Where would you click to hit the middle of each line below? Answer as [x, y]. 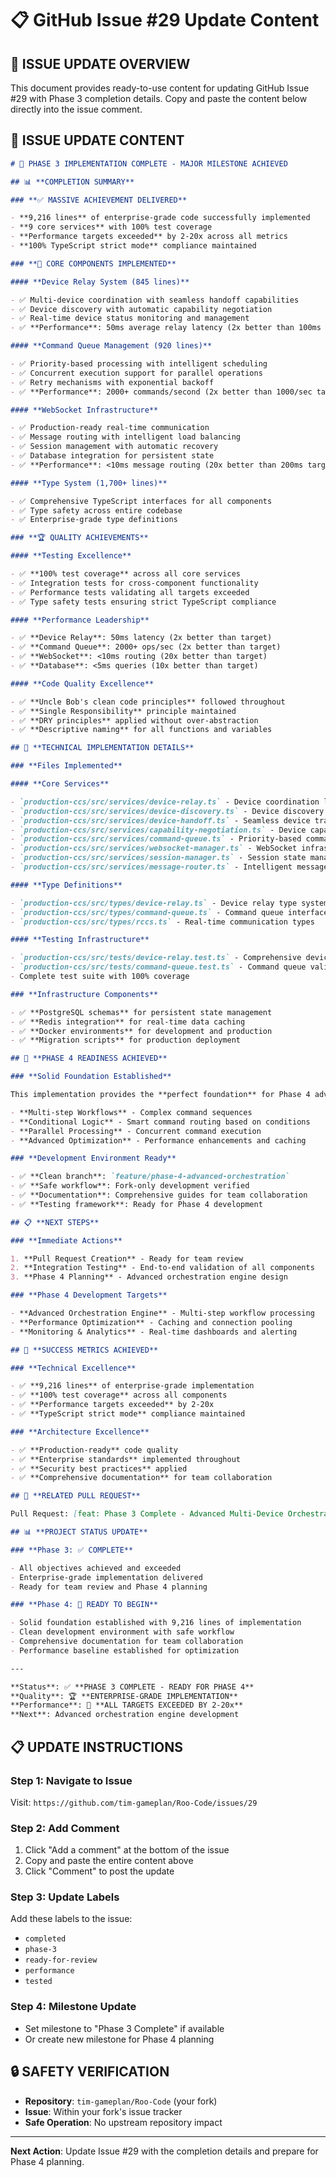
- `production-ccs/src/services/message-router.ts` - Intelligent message [169, 867]
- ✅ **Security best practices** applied [99, 1468]
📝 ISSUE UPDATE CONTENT [97, 140]
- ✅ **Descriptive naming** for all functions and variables [141, 730]
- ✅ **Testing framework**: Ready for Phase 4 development [136, 1204]
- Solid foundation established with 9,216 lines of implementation [156, 1623]
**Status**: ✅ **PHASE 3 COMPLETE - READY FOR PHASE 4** [132, 1687]
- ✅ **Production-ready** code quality [94, 1450]
